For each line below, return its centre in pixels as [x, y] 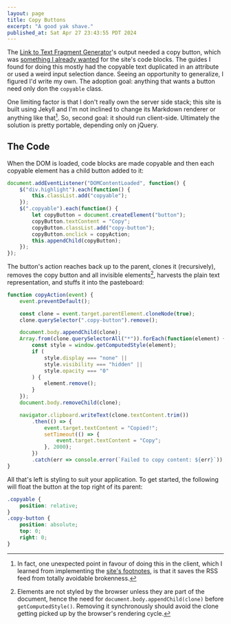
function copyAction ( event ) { [51, 295]
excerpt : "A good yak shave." [51, 26]
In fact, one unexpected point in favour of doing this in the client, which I [120, 564]
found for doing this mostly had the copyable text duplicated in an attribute [113, 67]
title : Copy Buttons [37, 20]
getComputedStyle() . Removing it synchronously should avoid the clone [118, 606]
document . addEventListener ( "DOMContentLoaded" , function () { [97, 183]
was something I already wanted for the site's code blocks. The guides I [109, 60]
